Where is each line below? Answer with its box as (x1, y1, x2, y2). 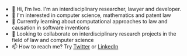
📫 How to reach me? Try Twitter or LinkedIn (11, 43, 119, 50)
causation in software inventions (11, 24, 90, 31)
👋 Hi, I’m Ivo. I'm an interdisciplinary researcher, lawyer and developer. (11, 6, 181, 12)
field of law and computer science (11, 37, 94, 43)
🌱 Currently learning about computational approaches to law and (11, 18, 168, 24)
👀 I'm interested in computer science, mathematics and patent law (11, 12, 171, 19)
